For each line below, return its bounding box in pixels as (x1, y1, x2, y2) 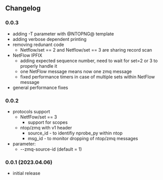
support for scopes (27, 119, 68, 125)
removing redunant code (12, 41, 64, 48)
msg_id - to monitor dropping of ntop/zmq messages (27, 135, 138, 141)
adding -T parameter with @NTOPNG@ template (12, 30, 114, 37)
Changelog (5, 4, 41, 13)
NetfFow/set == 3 (20, 114, 57, 120)
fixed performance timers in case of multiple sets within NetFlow (20, 73, 155, 80)
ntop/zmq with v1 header (20, 124, 72, 130)
